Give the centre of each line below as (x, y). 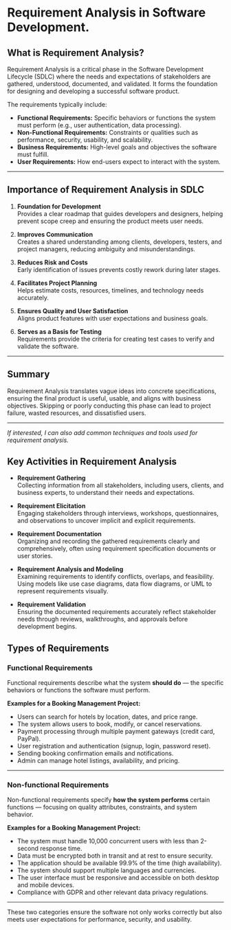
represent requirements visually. (63, 591)
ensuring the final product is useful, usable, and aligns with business (104, 398)
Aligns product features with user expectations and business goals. (112, 318)
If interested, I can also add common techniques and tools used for (102, 432)
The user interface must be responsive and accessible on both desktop (118, 878)
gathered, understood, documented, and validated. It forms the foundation (112, 84)
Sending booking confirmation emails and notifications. (95, 753)
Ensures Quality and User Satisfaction (73, 310)
